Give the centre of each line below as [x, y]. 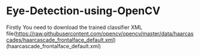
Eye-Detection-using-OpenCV [83, 11]
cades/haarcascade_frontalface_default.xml [60, 40]
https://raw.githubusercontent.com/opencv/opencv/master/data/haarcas [105, 33]
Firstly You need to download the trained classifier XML [74, 27]
